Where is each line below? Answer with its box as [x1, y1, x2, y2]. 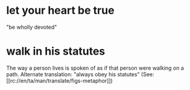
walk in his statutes [6, 44, 106, 58]
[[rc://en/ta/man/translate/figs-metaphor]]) [6, 77, 113, 84]
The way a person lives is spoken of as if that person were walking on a [6, 64, 184, 71]
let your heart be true [6, 4, 115, 17]
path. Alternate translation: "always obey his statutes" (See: [6, 70, 155, 78]
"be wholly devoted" [6, 23, 57, 31]
